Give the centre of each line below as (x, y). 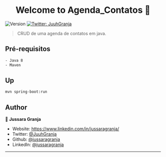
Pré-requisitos (28, 49)
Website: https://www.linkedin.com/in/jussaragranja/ (66, 129)
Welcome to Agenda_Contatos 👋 (83, 10)
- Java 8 (14, 60)
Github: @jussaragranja (36, 139)
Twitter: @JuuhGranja (34, 134)
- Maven (13, 65)
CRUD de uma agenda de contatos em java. (62, 33)
